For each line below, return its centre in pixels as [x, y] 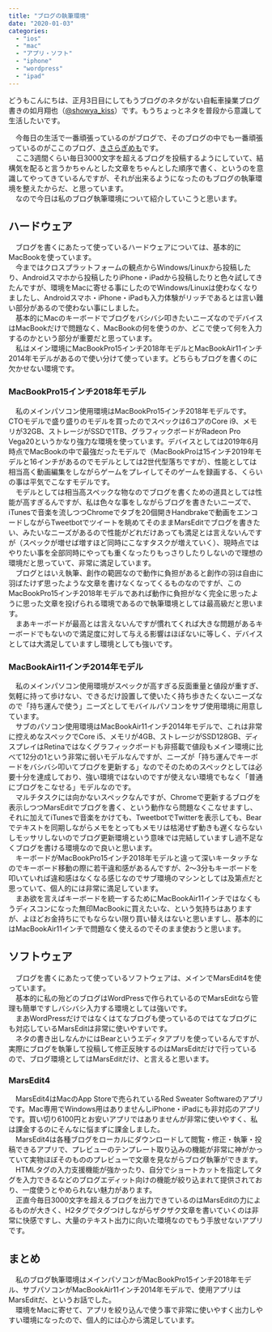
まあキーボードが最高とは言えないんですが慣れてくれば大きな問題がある [136, 623]
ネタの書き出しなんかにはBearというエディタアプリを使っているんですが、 [139, 1038]
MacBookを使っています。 [52, 257]
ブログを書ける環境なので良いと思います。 [86, 848]
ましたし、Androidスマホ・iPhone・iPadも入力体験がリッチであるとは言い [132, 298]
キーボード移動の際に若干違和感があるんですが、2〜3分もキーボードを [140, 868]
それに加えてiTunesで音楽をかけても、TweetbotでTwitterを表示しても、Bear [135, 818]
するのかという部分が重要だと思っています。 [82, 338]
